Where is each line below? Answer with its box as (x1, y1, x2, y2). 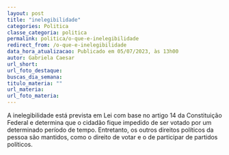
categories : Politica (7, 23, 69, 29)
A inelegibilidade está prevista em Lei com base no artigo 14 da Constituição (7, 111, 222, 119)
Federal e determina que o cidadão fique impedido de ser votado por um (7, 119, 212, 126)
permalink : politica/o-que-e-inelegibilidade (7, 36, 139, 42)
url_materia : (7, 86, 44, 93)
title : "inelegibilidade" (7, 16, 81, 23)
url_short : (7, 61, 38, 68)
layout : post (7, 10, 44, 17)
